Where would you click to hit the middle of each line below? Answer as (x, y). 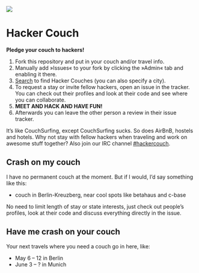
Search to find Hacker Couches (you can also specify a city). (90, 81)
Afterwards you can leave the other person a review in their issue (96, 112)
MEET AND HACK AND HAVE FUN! (59, 106)
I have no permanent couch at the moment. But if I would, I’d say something (100, 177)
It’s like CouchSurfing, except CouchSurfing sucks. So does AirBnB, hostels (100, 130)
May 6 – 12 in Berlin (39, 258)
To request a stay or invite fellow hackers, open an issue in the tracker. (103, 87)
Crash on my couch (43, 162)
